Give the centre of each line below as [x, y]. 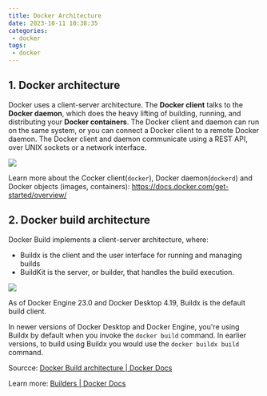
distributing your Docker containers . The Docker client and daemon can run [134, 122]
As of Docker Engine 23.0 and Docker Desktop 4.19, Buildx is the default [127, 302]
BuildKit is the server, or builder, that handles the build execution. [127, 272]
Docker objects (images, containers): [69, 186]
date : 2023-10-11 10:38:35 [53, 23]
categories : [28, 30]
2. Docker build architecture [79, 220]
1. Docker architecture [64, 85]
